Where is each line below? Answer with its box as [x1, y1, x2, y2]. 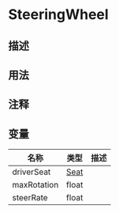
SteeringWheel [8, 6, 109, 24]
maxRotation [12, 180, 59, 191]
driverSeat [12, 166, 51, 177]
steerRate [12, 192, 49, 203]
